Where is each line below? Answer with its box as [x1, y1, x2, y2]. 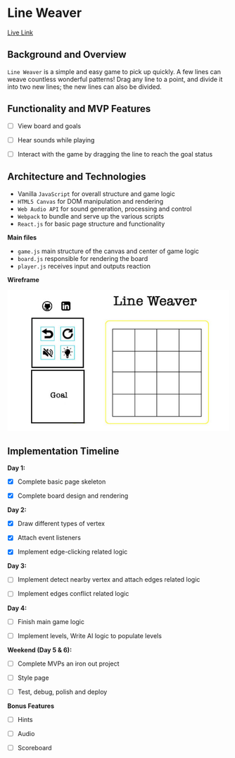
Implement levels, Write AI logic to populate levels [17, 631, 162, 640]
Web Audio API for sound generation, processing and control [17, 204, 192, 213]
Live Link [7, 28, 34, 37]
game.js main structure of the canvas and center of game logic [17, 247, 199, 255]
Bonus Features [7, 702, 55, 710]
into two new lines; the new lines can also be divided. [7, 82, 162, 91]
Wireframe [7, 275, 40, 283]
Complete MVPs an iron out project [17, 659, 120, 668]
